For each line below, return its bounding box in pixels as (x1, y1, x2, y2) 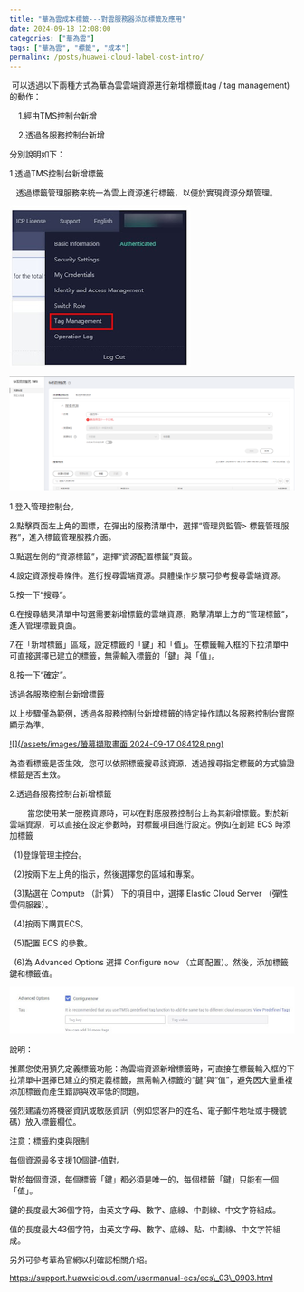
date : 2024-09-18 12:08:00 (9, 24, 111, 33)
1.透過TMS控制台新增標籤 (9, 168, 104, 179)
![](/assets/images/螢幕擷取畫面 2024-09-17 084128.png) (9, 738, 224, 749)
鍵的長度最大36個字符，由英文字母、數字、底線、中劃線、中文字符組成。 (9, 1204, 281, 1215)
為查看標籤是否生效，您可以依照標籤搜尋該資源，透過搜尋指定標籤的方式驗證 (9, 757, 295, 768)
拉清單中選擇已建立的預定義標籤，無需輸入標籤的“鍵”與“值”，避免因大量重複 (9, 1074, 293, 1085)
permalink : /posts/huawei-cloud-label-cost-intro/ (9, 52, 204, 62)
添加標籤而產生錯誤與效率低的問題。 (9, 1086, 145, 1097)
